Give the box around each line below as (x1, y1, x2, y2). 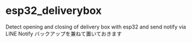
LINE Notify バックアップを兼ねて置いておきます (5, 30, 122, 37)
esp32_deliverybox (5, 4, 102, 17)
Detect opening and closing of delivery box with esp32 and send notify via (5, 23, 186, 30)
